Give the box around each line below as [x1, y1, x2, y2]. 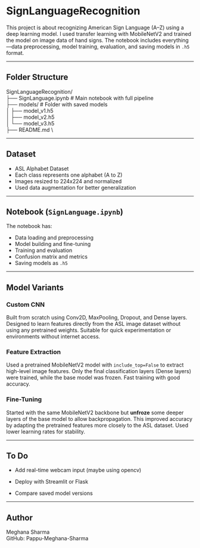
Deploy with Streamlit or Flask [14, 478, 89, 485]
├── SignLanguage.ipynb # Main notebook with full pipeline [6, 94, 154, 101]
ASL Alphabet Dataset [14, 165, 69, 172]
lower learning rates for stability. [6, 428, 85, 435]
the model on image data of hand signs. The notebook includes [6, 36, 161, 44]
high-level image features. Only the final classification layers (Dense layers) [6, 368, 192, 375]
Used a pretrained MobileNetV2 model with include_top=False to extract [6, 361, 184, 368]
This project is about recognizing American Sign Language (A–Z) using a [6, 24, 185, 31]
